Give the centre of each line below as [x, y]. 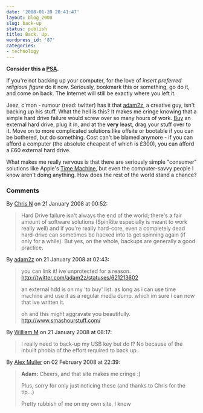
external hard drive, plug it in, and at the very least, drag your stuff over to [99, 124]
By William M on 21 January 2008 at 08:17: [59, 332]
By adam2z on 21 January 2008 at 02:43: [58, 260]
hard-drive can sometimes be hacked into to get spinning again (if [103, 235]
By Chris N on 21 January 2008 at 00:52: [57, 204]
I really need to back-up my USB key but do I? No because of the [102, 344]
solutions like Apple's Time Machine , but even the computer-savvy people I [100, 168]
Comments [23, 190]
